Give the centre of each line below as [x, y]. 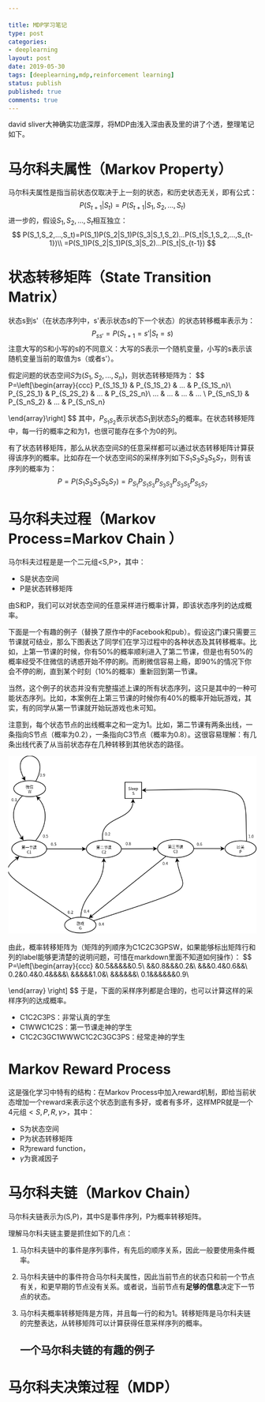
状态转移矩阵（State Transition [110, 277]
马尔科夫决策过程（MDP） [93, 1387]
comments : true [33, 100]
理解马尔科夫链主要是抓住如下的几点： [70, 1233]
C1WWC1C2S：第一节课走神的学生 [76, 1027]
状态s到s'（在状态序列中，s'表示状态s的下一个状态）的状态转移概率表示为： [131, 321]
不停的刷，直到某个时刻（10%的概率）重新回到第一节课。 [108, 672]
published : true [35, 92]
